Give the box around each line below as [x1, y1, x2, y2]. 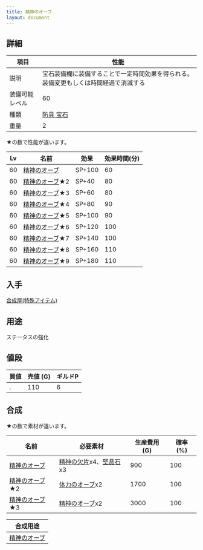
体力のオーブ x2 [59, 480, 103, 488]
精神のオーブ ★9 [23, 257, 69, 265]
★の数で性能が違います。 [6, 139, 70, 146]
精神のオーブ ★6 [23, 223, 69, 231]
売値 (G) [27, 372, 51, 380]
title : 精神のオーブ [6, 8, 53, 15]
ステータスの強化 [6, 333, 49, 340]
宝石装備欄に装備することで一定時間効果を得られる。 [42, 70, 193, 78]
